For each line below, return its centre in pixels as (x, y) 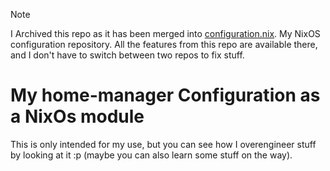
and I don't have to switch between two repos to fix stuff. (127, 55)
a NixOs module (77, 116)
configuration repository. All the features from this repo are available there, (164, 44)
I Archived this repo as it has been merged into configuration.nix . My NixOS (165, 33)
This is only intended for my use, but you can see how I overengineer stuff (163, 144)
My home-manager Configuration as (165, 95)
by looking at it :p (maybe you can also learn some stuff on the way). (151, 155)
